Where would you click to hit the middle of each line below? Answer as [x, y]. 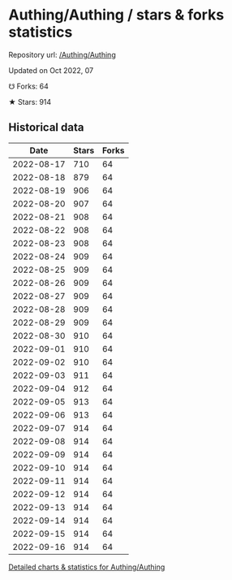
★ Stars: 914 [30, 102]
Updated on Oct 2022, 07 [51, 70]
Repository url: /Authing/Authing [62, 54]
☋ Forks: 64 [28, 86]
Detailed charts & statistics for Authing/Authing [87, 567]
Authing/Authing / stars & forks [116, 15]
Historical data [46, 128]
